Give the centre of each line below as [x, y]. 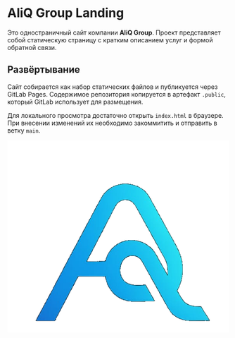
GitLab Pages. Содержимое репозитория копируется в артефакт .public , [117, 94]
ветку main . [24, 130]
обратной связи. [32, 47]
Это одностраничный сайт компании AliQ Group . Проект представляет [114, 32]
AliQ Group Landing [66, 13]
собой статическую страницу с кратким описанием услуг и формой [110, 40]
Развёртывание [44, 70]
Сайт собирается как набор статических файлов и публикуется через [113, 87]
